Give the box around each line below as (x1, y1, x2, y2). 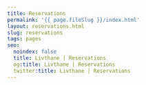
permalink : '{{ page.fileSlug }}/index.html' (7, 16, 140, 23)
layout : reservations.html (7, 23, 85, 29)
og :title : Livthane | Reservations (13, 61, 116, 68)
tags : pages (7, 36, 41, 42)
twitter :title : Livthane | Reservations (13, 67, 131, 74)
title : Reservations (7, 10, 67, 17)
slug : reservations (7, 29, 63, 36)
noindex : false (13, 49, 57, 56)
